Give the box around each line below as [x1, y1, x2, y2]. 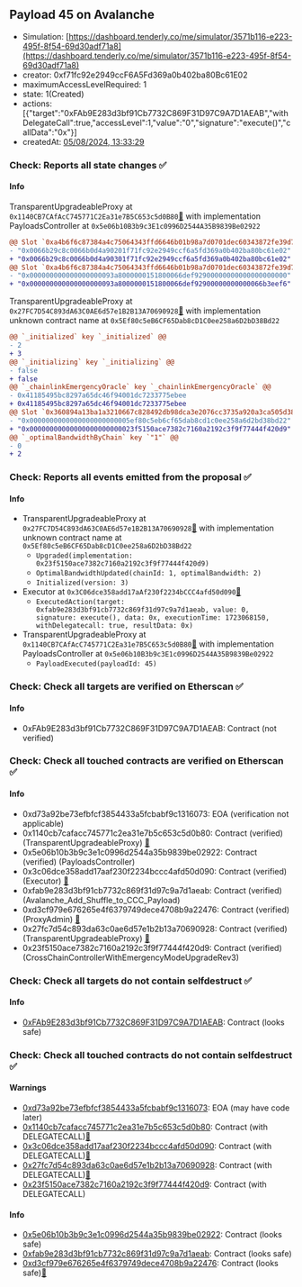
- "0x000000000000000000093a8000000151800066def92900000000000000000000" [9, 271, 292, 280]
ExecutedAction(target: [35, 598, 126, 607]
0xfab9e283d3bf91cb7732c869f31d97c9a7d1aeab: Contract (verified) [22, 884, 283, 895]
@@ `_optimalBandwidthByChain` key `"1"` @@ [9, 432, 179, 442]
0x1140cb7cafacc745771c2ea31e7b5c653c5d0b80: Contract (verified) [22, 828, 283, 838]
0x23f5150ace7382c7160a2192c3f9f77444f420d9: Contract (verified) [22, 942, 283, 953]
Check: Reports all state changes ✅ [9, 159, 167, 171]
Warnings [9, 1083, 47, 1093]
